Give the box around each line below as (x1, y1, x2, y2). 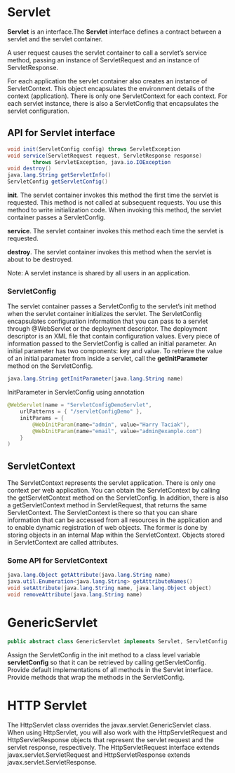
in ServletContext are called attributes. (7, 538, 119, 547)
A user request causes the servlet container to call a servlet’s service (7, 48, 207, 57)
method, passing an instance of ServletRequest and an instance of (7, 55, 200, 64)
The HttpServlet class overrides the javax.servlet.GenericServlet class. (7, 720, 212, 729)
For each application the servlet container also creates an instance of (7, 76, 208, 85)
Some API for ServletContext (7, 556, 107, 566)
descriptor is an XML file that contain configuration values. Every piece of (7, 332, 220, 341)
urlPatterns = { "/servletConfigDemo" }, (20, 408, 142, 416)
